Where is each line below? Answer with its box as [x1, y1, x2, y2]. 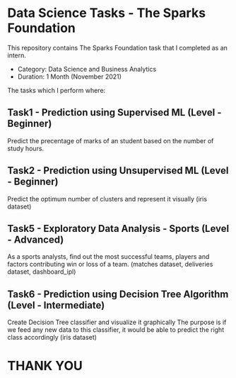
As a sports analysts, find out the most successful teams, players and [7, 252, 210, 261]
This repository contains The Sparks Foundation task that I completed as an [7, 43, 228, 52]
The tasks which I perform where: [7, 86, 106, 94]
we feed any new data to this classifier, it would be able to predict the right [7, 326, 225, 334]
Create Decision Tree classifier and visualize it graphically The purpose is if [7, 318, 227, 327]
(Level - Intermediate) [7, 299, 105, 311]
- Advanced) [7, 233, 64, 245]
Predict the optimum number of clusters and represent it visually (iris [7, 194, 207, 203]
